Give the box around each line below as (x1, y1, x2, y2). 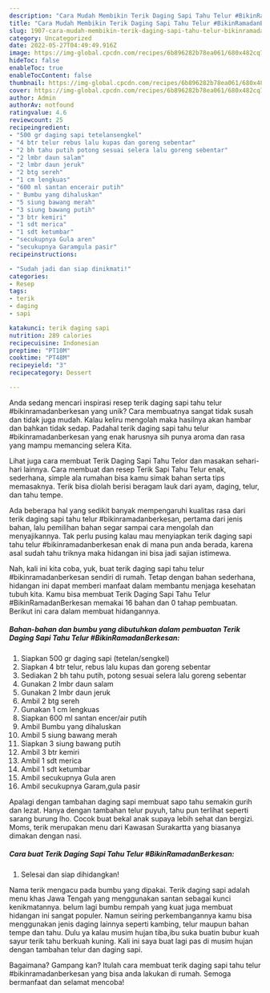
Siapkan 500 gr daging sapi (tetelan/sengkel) (20, 653, 170, 663)
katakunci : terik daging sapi (9, 324, 111, 332)
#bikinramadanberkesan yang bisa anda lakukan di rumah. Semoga (9, 968, 232, 979)
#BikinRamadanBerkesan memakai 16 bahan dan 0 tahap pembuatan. (9, 598, 238, 607)
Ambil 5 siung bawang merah (20, 730, 118, 740)
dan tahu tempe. (9, 490, 63, 500)
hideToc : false (9, 57, 60, 65)
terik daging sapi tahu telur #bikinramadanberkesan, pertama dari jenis (9, 514, 243, 524)
